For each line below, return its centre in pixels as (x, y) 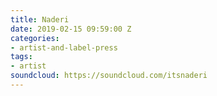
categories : (35, 38)
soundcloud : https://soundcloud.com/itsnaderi (109, 76)
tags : (21, 57)
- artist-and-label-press (64, 47)
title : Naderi (40, 19)
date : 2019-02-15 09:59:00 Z (71, 29)
